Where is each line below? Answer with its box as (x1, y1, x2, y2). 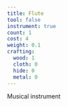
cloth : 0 (13, 61, 38, 68)
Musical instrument (7, 92, 61, 101)
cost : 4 (7, 36, 29, 42)
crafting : (7, 49, 35, 55)
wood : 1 (13, 55, 35, 62)
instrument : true (7, 23, 56, 29)
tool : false (7, 16, 41, 23)
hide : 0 (13, 67, 35, 74)
